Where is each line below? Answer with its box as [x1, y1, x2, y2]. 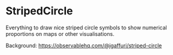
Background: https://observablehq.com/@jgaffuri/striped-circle [5, 42, 162, 49]
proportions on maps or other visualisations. [5, 30, 115, 37]
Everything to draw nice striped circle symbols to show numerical [5, 24, 167, 31]
